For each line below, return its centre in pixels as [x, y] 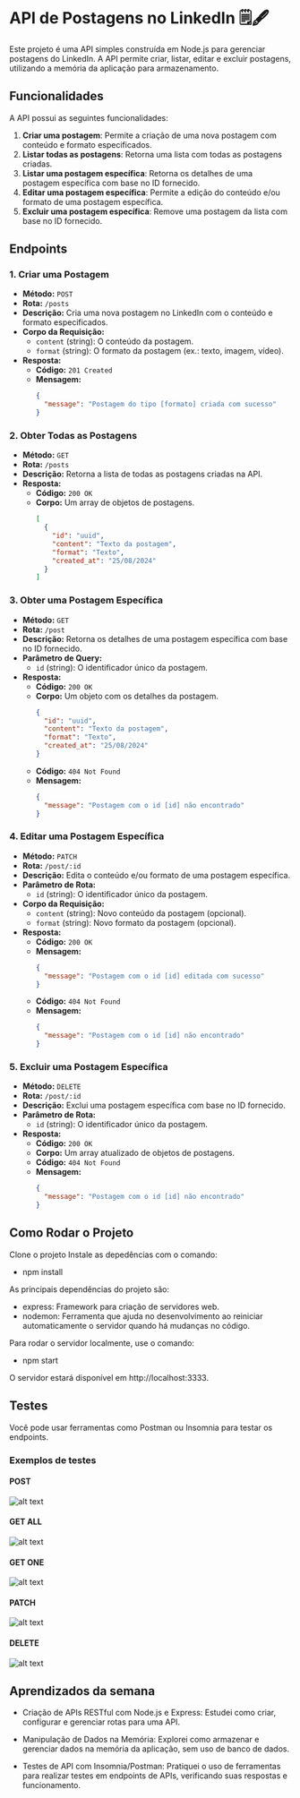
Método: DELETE [51, 1086]
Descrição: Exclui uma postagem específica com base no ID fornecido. [154, 1105]
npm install [43, 1271]
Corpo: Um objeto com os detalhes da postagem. [127, 696]
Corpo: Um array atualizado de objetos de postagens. [135, 1153]
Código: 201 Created [74, 370]
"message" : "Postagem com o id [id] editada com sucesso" [154, 976]
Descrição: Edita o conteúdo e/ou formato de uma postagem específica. [156, 875]
